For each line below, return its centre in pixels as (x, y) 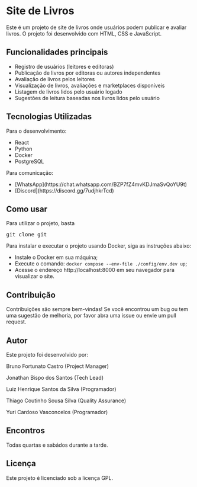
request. (16, 322)
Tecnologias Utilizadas (49, 117)
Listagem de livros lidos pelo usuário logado (68, 92)
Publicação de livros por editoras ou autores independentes (88, 73)
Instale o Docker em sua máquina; (56, 257)
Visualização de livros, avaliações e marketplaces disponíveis (90, 85)
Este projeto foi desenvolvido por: (47, 355)
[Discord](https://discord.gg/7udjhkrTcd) (64, 190)
